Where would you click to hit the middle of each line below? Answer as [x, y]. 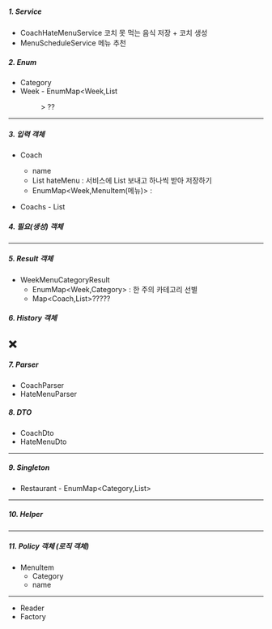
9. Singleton [29, 467]
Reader [32, 608]
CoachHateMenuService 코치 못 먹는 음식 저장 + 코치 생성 [114, 32]
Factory [33, 616]
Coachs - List [42, 206]
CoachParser [42, 385]
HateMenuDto [43, 442]
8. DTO [20, 412]
